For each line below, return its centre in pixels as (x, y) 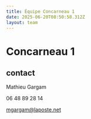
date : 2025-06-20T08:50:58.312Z (45, 17)
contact (21, 73)
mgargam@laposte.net (34, 110)
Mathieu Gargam (26, 87)
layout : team (22, 22)
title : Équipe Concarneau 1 (41, 11)
